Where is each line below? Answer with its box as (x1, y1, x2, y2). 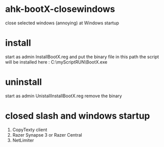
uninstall (5, 76, 42, 88)
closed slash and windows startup (5, 110, 151, 121)
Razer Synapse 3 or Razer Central (12, 132, 82, 138)
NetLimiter (12, 137, 34, 143)
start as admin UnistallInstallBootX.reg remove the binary (5, 93, 122, 99)
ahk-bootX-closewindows (5, 3, 116, 15)
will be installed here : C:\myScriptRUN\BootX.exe (5, 59, 108, 65)
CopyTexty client (12, 127, 47, 133)
